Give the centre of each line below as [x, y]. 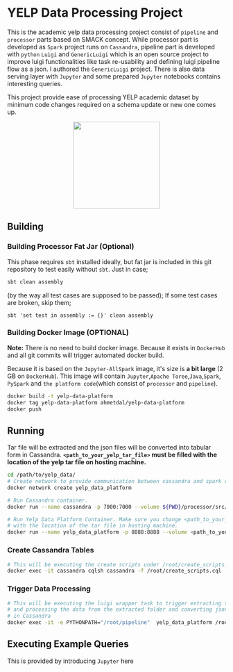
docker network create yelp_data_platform [69, 488]
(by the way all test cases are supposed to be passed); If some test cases [112, 295]
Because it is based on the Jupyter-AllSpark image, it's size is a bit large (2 [115, 368]
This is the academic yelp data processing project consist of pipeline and [113, 32]
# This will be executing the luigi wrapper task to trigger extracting [114, 603]
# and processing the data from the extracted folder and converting [110, 609]
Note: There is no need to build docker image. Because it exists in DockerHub [116, 347]
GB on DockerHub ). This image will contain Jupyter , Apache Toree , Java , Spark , [114, 376]
